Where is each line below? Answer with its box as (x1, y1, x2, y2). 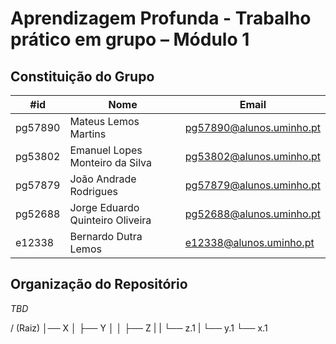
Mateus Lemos (69, 115, 140, 128)
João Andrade (69, 172, 137, 186)
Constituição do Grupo (10, 68, 155, 85)
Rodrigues (69, 185, 119, 198)
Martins (69, 127, 107, 141)
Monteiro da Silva (69, 156, 152, 169)
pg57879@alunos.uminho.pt (184, 178, 321, 192)
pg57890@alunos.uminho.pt (184, 121, 321, 134)
